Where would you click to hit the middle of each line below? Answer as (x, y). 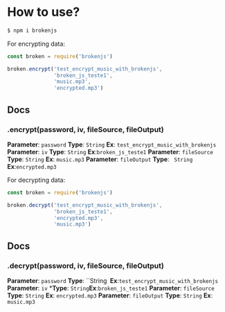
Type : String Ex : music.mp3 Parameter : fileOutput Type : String (100, 159)
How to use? (44, 12)
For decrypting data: (36, 180)
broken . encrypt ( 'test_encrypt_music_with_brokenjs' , (85, 69)
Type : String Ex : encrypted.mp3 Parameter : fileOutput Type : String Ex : (110, 295)
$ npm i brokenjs (32, 30)
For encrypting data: (36, 44)
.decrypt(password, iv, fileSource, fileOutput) (85, 266)
